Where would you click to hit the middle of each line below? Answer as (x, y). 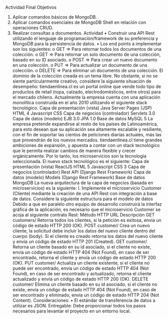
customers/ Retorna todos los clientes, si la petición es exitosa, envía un (87, 220)
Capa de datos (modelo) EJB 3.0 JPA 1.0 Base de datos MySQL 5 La (82, 118)
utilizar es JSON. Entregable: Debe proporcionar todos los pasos (79, 306)
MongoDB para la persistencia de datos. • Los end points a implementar (87, 44)
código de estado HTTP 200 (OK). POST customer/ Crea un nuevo (81, 225)
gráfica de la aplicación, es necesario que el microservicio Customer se (87, 209)
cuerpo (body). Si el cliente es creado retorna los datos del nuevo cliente (88, 236)
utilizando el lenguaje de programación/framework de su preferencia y (85, 38)
